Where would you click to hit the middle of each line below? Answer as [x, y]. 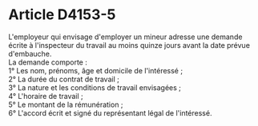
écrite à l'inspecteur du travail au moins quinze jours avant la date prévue [129, 45]
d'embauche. [30, 53]
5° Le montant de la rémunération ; [66, 104]
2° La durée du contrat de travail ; [64, 79]
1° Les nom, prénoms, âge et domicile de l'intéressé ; [95, 70]
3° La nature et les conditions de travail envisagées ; [95, 87]
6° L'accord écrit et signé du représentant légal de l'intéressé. [110, 112]
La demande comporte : [48, 62]
